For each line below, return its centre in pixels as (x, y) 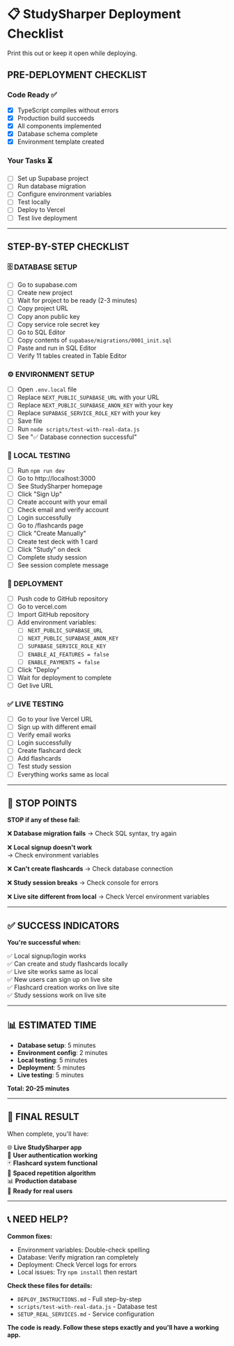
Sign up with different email (56, 727)
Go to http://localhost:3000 (56, 479)
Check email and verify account (63, 510)
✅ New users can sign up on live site (60, 980)
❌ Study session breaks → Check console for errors (83, 883)
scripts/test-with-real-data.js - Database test (87, 1306)
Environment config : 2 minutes (62, 1053)
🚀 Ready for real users (40, 1190)
